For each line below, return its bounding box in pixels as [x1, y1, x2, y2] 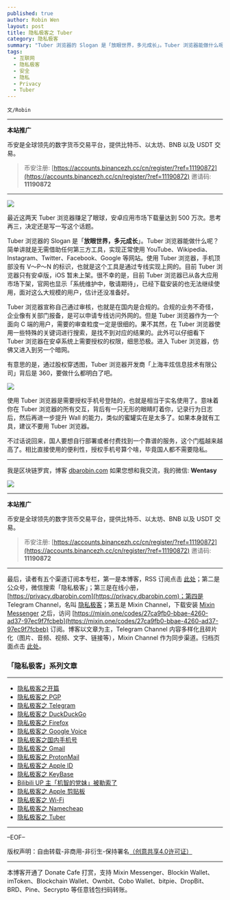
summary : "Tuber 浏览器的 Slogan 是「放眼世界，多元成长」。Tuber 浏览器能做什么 [7, 42, 219, 49]
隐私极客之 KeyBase [16, 770, 74, 778]
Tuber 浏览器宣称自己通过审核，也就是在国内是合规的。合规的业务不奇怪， [7, 303, 218, 311]
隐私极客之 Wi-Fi [16, 796, 65, 804]
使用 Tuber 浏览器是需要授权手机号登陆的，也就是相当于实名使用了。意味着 [7, 396, 219, 405]
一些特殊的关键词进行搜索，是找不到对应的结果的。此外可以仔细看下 [12, 329, 205, 337]
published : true [7, 10, 53, 17]
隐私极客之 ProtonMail [16, 753, 80, 761]
